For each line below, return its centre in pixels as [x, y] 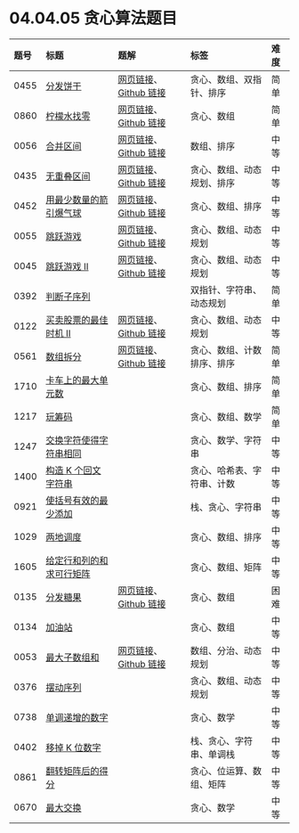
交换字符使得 [73, 440]
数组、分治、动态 [226, 650]
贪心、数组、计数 [226, 350]
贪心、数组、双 [222, 79]
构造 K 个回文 [73, 470]
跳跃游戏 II [67, 266]
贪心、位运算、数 [226, 771]
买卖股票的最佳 [77, 320]
